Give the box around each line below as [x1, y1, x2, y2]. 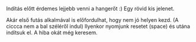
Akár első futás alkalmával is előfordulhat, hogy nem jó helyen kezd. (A [6, 17, 179, 23]
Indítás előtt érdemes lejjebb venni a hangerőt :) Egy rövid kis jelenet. [6, 5, 175, 12]
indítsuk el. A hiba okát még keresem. [6, 29, 98, 36]
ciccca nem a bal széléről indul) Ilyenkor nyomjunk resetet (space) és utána [6, 23, 191, 30]
